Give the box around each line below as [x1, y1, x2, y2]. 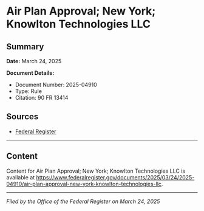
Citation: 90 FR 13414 [15, 94, 69, 101]
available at [6, 173, 35, 181]
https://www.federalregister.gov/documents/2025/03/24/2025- [36, 173, 195, 181]
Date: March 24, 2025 [6, 58, 62, 64]
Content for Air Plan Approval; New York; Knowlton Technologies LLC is [6, 167, 186, 175]
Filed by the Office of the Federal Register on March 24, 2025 [6, 198, 160, 205]
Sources [6, 111, 39, 122]
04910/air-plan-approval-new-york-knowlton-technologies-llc [6, 180, 162, 187]
